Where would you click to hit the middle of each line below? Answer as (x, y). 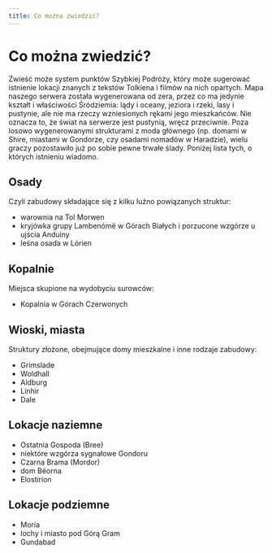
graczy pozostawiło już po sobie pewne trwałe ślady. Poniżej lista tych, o (130, 148)
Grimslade (37, 365)
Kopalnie (31, 269)
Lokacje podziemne (59, 505)
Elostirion (36, 479)
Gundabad (38, 542)
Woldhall (35, 374)
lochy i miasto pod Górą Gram (70, 533)
